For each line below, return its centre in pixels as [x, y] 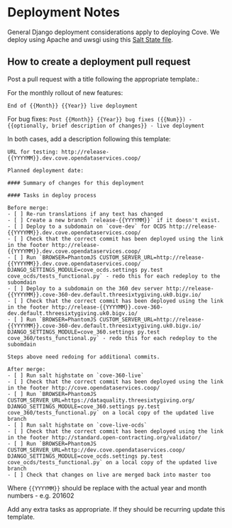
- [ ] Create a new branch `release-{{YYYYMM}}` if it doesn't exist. [114, 220]
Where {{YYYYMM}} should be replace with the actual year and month [107, 488]
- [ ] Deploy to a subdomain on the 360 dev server [85, 288]
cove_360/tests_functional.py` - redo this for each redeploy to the [112, 338]
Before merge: [28, 208]
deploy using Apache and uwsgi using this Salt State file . [90, 39]
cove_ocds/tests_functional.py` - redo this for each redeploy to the [114, 276]
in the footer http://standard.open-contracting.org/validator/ [104, 437]
